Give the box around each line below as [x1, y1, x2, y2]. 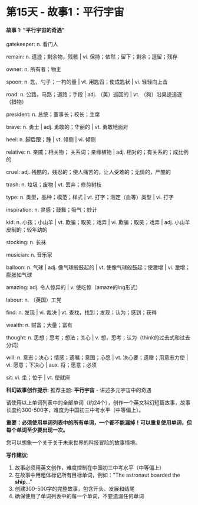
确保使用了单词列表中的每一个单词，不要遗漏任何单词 [14, 493, 144, 500]
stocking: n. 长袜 [6, 239, 47, 246]
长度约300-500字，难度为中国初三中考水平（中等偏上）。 [6, 406, 144, 414]
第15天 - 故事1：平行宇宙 [6, 5, 124, 19]
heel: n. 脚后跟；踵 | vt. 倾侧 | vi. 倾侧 [6, 136, 96, 143]
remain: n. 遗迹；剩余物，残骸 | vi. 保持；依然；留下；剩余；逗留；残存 [6, 53, 178, 60]
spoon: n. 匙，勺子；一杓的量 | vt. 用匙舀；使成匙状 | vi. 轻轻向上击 [6, 78, 168, 86]
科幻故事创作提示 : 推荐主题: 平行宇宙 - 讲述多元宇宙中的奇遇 [6, 387, 152, 394]
